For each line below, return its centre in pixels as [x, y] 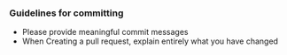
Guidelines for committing [66, 13]
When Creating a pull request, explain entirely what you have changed [150, 41]
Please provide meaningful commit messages [105, 32]
